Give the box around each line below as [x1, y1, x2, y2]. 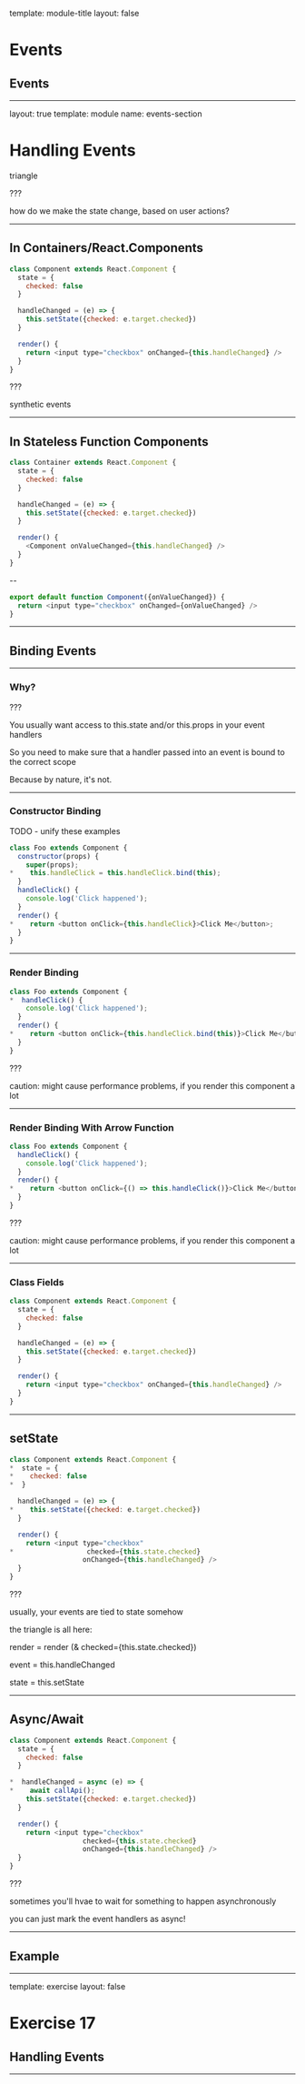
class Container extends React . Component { [9, 458, 177, 468]
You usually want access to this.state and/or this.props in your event [9, 719, 265, 730]
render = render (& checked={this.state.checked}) [9, 1642, 197, 1653]
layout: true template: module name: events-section [9, 108, 202, 119]
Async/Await [9, 1712, 84, 1727]
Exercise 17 [9, 2013, 96, 2034]
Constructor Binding [9, 805, 102, 818]
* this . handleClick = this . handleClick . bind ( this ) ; [9, 869, 221, 878]
